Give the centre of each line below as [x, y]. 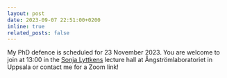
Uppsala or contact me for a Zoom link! [63, 67]
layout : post [26, 13]
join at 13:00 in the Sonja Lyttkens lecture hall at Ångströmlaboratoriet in [110, 60]
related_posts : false [39, 33]
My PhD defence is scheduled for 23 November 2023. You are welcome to [114, 52]
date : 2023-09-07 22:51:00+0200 [54, 20]
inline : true [26, 26]
